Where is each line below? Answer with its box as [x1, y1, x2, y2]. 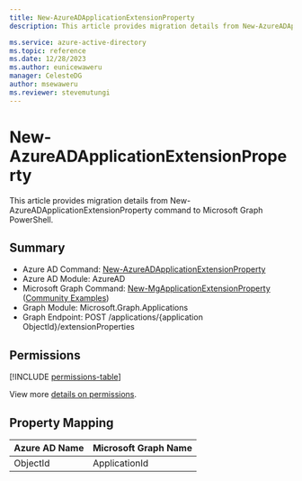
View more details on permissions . [9, 389, 138, 400]
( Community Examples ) [22, 293, 110, 304]
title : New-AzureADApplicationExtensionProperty [9, 13, 195, 23]
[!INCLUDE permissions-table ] [9, 371, 121, 383]
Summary [9, 240, 66, 255]
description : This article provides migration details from [9, 22, 240, 31]
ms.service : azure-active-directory [9, 38, 147, 47]
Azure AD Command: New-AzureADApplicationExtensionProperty [22, 264, 266, 275]
